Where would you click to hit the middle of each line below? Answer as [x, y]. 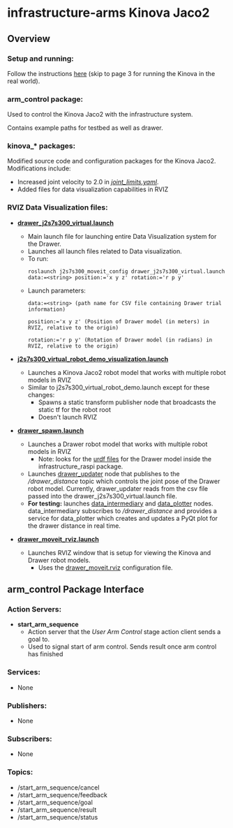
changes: [41, 394]
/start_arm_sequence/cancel [58, 788]
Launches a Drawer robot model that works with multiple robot [118, 444]
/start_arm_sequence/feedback [62, 794]
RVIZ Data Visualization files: [58, 207]
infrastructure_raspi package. [81, 466]
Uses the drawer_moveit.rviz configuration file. [105, 568]
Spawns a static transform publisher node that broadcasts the [127, 402]
